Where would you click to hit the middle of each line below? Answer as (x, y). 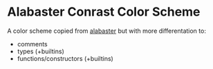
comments (32, 44)
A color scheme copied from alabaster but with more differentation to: (106, 31)
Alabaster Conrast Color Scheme (104, 12)
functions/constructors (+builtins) (65, 58)
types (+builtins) (40, 51)
